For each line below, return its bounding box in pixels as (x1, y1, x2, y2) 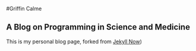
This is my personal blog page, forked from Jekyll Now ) (6, 38, 143, 45)
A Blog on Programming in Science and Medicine (6, 22, 190, 32)
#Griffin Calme (6, 5, 42, 12)
